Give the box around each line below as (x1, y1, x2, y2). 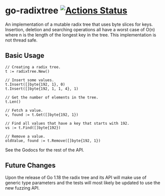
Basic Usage (5, 51, 45, 60)
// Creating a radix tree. (5, 64, 61, 69)
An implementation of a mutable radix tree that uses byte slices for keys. (5, 21, 153, 27)
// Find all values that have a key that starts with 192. (5, 121, 130, 126)
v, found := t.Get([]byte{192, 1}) (5, 112, 79, 117)
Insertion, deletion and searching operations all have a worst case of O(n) (5, 26, 155, 32)
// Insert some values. (5, 77, 55, 83)
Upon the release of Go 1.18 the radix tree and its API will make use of (5, 174, 147, 180)
